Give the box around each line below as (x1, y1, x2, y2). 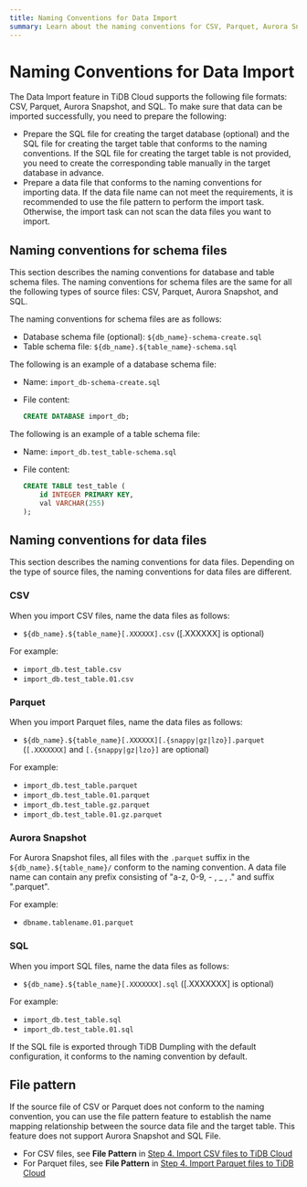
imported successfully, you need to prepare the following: (9, 111, 227, 122)
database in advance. (22, 167, 105, 178)
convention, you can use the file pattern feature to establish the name (9, 1111, 271, 1122)
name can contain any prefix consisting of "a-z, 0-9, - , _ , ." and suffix (9, 872, 275, 882)
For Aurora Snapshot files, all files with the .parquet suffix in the (9, 852, 250, 863)
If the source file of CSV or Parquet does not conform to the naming (9, 1101, 265, 1112)
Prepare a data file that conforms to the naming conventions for (22, 177, 262, 188)
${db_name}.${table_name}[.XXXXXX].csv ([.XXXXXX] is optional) (22, 627, 265, 638)
